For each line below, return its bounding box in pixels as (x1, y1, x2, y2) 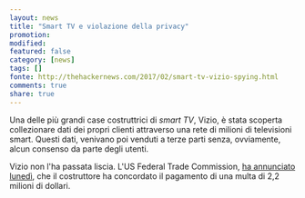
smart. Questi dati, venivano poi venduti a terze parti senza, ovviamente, (9, 134, 281, 144)
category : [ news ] (9, 55, 76, 64)
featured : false (9, 47, 71, 56)
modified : (9, 38, 47, 48)
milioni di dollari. (9, 180, 71, 191)
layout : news (9, 13, 59, 23)
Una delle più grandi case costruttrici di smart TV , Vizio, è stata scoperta (9, 114, 283, 125)
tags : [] (9, 64, 43, 74)
